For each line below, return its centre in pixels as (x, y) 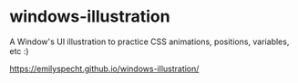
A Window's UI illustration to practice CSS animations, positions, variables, (149, 41)
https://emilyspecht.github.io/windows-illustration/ (104, 69)
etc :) (19, 51)
